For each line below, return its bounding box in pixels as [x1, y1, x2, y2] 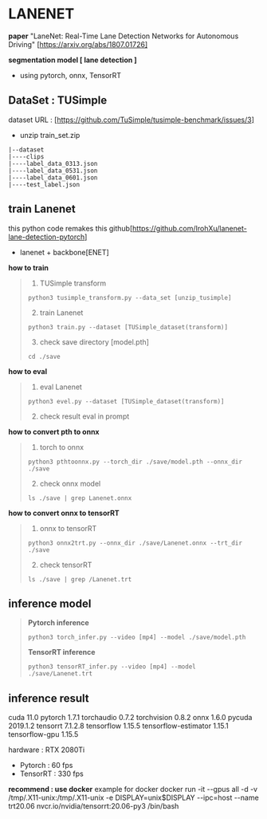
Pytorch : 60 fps [19, 761, 73, 770]
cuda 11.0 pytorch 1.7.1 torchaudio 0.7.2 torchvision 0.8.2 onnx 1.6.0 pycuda [8, 713, 253, 723]
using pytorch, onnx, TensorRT [19, 70, 122, 80]
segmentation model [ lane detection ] [8, 55, 137, 65]
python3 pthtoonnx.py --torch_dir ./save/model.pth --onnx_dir [27, 458, 243, 466]
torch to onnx [39, 442, 84, 451]
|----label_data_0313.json [8, 159, 98, 167]
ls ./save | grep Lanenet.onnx [27, 494, 132, 502]
